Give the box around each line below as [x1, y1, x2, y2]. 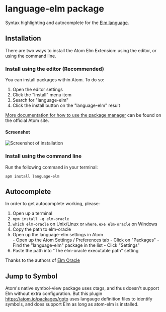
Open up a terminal [12, 210, 53, 216]
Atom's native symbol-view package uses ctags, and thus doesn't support [5, 285, 159, 291]
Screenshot [5, 129, 30, 135]
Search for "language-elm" [12, 97, 69, 103]
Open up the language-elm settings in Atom [12, 232, 103, 238]
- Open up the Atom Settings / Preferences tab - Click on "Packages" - [12, 237, 159, 243]
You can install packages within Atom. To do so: [5, 77, 105, 83]
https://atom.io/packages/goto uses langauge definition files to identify [5, 296, 152, 302]
